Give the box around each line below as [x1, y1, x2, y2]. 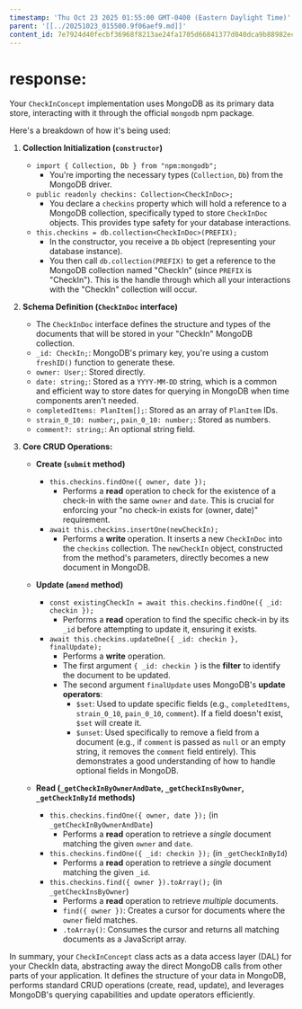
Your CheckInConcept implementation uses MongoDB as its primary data [9, 98, 274, 109]
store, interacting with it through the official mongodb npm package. [9, 108, 254, 119]
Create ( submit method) [35, 459, 126, 470]
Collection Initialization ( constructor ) [22, 143, 164, 154]
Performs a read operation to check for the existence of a [62, 486, 277, 497]
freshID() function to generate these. [35, 357, 175, 368]
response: [9, 68, 87, 89]
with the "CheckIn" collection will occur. [49, 284, 198, 295]
